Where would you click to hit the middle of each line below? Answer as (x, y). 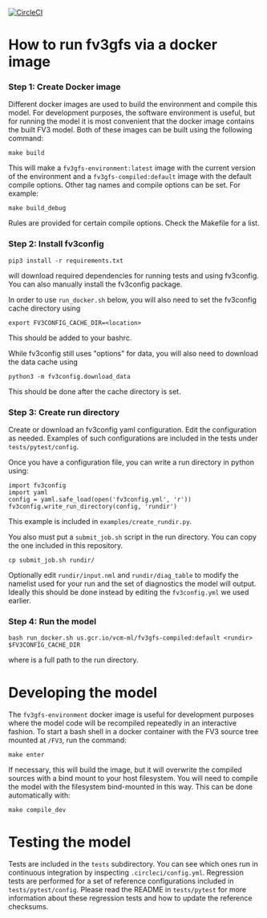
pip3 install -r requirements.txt (66, 261)
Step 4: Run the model (53, 621)
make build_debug (37, 209)
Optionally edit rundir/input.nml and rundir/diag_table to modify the (123, 575)
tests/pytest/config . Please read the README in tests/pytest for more (127, 890)
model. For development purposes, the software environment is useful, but (131, 113)
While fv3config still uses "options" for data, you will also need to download (133, 353)
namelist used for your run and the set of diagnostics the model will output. (132, 584)
